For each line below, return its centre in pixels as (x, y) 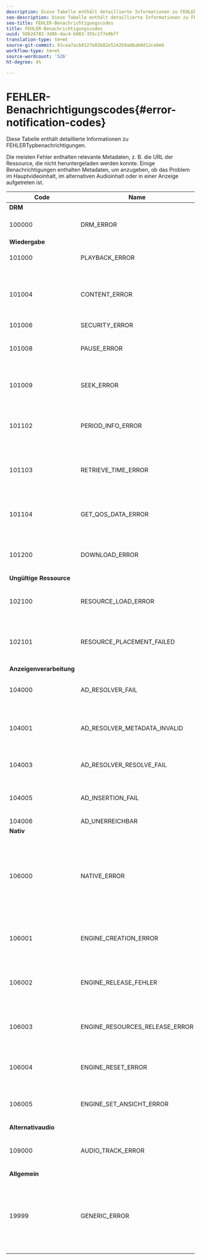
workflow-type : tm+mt (33, 51)
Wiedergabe (27, 242)
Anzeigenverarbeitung (42, 669)
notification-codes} (56, 122)
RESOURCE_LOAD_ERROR (117, 601)
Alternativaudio (32, 1127)
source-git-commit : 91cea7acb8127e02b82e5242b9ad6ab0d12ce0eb (85, 46)
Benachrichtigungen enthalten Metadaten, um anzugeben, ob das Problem (98, 170)
